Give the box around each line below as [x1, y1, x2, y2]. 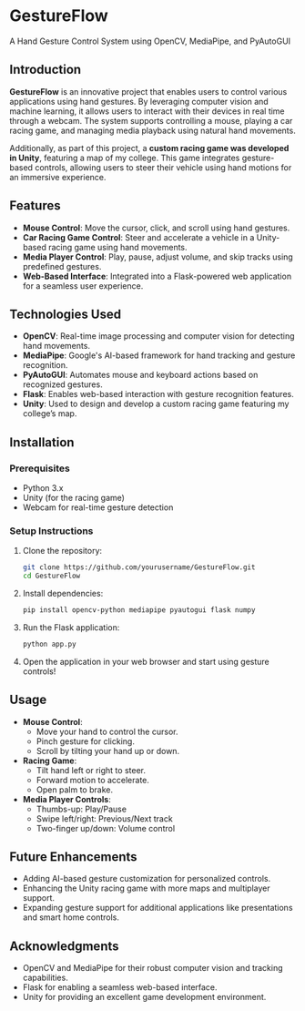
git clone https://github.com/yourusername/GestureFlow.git [22, 563, 256, 572]
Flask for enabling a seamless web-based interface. [22, 982, 218, 993]
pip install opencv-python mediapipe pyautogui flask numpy [22, 606, 256, 615]
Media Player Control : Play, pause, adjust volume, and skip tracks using [22, 251, 293, 262]
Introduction [9, 62, 82, 77]
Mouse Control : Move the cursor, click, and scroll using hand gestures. [22, 222, 290, 233]
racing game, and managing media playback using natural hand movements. [9, 125, 296, 136]
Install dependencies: [22, 588, 104, 599]
